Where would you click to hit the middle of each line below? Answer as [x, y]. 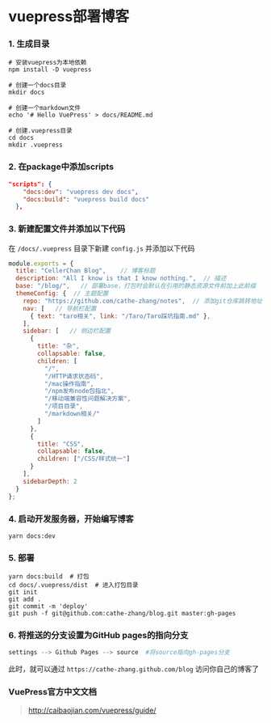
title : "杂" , [58, 346]
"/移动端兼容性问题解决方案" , [88, 399]
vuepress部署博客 [69, 17]
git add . [25, 599]
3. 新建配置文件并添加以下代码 [67, 229]
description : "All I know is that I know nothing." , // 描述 [121, 279]
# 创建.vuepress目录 [40, 131]
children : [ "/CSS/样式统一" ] [84, 459]
